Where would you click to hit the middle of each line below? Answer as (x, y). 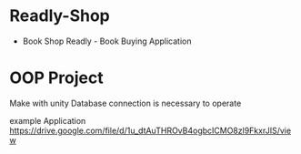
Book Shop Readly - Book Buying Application (107, 41)
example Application (48, 120)
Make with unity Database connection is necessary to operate (125, 103)
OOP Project (56, 78)
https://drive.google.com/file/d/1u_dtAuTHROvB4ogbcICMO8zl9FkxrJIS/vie (150, 130)
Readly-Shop (60, 16)
